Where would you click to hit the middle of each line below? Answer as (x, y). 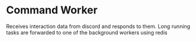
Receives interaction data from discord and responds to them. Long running (98, 26)
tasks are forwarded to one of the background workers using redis (87, 32)
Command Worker (52, 10)
